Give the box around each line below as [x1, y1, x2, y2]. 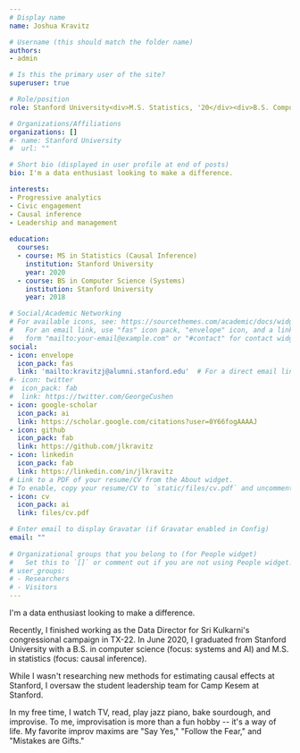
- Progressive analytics [9, 193, 102, 202]
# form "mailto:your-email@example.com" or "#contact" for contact [9, 334, 274, 343]
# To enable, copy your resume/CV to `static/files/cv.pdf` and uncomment [9, 484, 294, 493]
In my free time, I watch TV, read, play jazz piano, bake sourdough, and [9, 707, 271, 717]
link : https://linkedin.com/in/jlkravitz [17, 467, 174, 476]
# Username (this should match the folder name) [9, 38, 194, 47]
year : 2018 [25, 292, 66, 302]
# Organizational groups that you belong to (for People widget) [9, 549, 257, 559]
